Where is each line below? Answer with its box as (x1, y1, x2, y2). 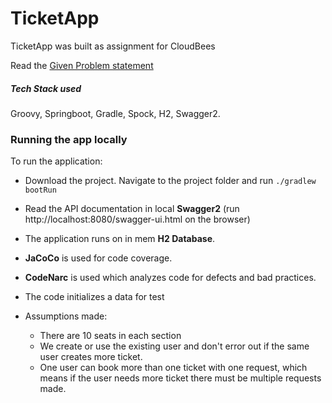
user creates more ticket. (39, 351, 143, 363)
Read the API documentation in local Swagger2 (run (24, 203, 240, 215)
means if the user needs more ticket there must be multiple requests (39, 372, 322, 384)
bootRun (24, 185, 57, 196)
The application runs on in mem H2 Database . (24, 233, 216, 245)
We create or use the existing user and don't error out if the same (39, 340, 310, 352)
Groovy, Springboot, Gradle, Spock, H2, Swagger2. (10, 107, 221, 119)
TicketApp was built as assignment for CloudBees (10, 40, 216, 52)
